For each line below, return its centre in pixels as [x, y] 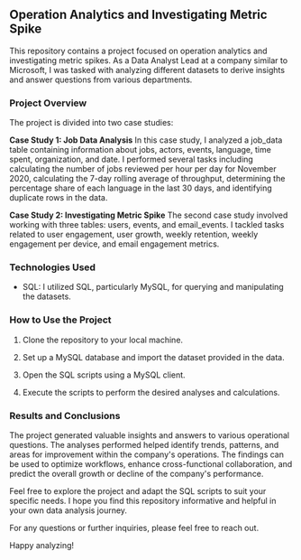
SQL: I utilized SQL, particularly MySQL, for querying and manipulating [153, 287]
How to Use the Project [60, 320]
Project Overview [48, 103]
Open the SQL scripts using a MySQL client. [104, 375]
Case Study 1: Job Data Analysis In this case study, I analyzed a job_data [146, 140]
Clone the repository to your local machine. [102, 340]
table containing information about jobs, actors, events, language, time [141, 150]
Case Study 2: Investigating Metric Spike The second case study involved [149, 215]
